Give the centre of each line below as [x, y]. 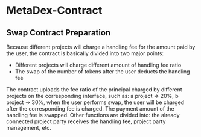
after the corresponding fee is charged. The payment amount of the [91, 108]
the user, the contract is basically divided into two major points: [85, 53]
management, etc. [29, 128]
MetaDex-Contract [54, 11]
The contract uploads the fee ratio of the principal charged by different [94, 90]
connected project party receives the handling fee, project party [86, 121]
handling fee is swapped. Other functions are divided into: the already [93, 115]
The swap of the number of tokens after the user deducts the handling [102, 72]
